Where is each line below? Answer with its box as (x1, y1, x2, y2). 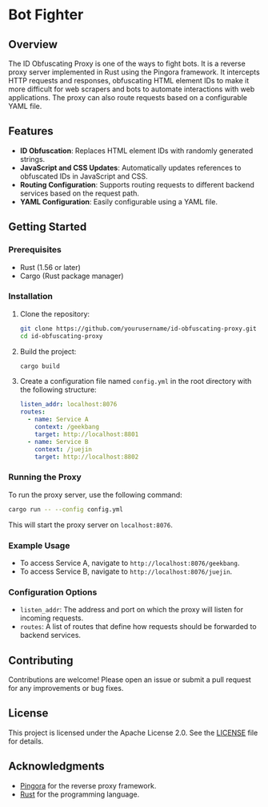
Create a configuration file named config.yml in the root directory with (19, 377, 252, 386)
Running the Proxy (8, 471, 82, 482)
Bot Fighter (8, 6, 84, 24)
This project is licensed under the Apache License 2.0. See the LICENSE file (8, 728, 258, 737)
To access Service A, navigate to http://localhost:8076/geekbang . (19, 558, 240, 567)
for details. (8, 736, 44, 746)
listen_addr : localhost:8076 (19, 401, 118, 409)
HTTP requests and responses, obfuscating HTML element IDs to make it (8, 76, 250, 85)
